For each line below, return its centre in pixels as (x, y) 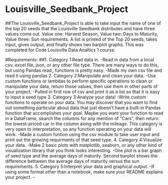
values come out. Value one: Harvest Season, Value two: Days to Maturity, (82, 34)
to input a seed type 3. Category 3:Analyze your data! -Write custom (76, 97)
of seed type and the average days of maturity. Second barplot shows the (81, 156)
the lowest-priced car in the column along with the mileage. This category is (84, 124)
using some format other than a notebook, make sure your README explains (84, 171)
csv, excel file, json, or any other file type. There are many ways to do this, (82, 65)
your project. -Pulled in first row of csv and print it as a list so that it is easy (82, 91)
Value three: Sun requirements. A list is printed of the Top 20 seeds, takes (81, 39)
